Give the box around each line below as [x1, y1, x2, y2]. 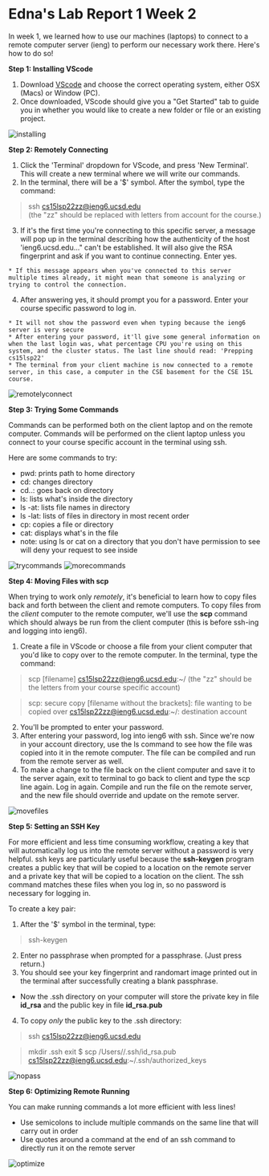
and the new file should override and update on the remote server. [19, 790, 239, 800]
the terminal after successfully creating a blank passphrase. [19, 976, 218, 986]
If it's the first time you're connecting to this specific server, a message [19, 226, 255, 235]
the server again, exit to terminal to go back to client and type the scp [19, 773, 251, 783]
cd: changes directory [19, 477, 94, 486]
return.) [19, 958, 46, 968]
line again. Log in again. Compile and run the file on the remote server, [19, 782, 253, 791]
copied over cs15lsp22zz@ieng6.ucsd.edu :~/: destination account [27, 706, 247, 716]
